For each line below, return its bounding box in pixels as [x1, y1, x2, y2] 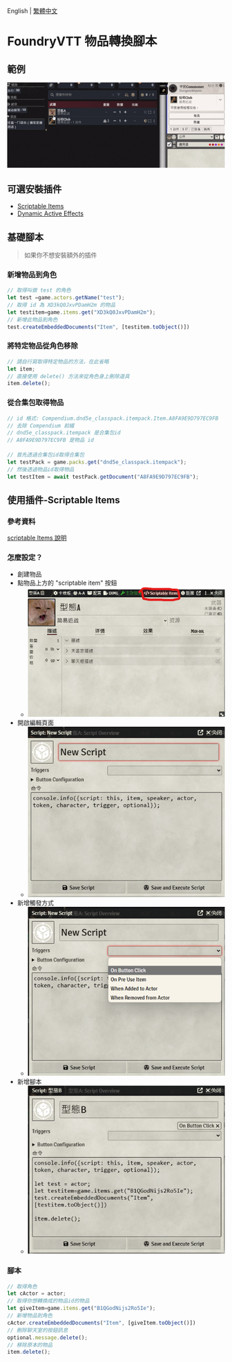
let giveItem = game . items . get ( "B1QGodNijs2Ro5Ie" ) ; [7, 1305, 156, 1312]
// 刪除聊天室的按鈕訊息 [7, 1327, 68, 1334]
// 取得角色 [7, 1283, 38, 1290]
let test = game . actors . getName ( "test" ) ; [7, 294, 126, 301]
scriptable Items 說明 [7, 533, 67, 542]
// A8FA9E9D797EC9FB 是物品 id [7, 436, 95, 444]
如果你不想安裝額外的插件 [23, 251, 97, 259]
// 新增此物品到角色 [7, 316, 58, 323]
